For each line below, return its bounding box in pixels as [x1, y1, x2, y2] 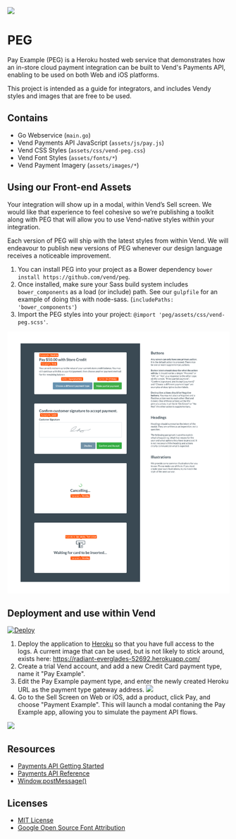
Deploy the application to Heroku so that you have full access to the [17, 639, 215, 648]
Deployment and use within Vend [7, 607, 156, 619]
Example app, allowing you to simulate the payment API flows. [17, 708, 198, 716]
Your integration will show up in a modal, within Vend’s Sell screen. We [7, 200, 212, 208]
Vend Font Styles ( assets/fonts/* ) [17, 153, 118, 162]
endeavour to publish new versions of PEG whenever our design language [7, 243, 223, 252]
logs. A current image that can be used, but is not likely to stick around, [17, 647, 225, 656]
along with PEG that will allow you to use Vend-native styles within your [7, 215, 215, 224]
